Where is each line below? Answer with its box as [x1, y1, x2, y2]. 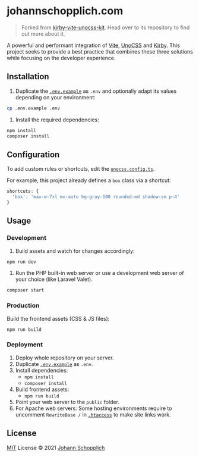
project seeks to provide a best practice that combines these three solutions [7, 48, 194, 55]
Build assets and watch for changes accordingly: [15, 247, 135, 254]
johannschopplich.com [7, 4, 124, 18]
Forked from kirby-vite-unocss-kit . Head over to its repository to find [21, 24, 190, 31]
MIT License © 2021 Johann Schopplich [7, 444, 105, 451]
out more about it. [21, 30, 65, 37]
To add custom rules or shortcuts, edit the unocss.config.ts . [7, 165, 155, 173]
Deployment [7, 340, 43, 349]
